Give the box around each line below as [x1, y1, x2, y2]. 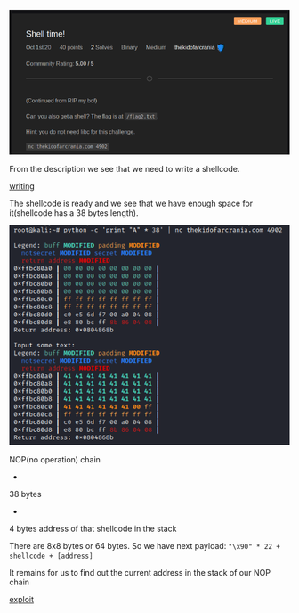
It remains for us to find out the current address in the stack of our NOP [9, 567, 271, 577]
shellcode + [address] [9, 552, 93, 560]
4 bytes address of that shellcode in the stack [9, 523, 177, 534]
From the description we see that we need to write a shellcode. [9, 163, 240, 174]
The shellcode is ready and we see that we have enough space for [9, 198, 254, 208]
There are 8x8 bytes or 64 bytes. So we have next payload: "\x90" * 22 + [9, 540, 280, 551]
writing [9, 180, 36, 192]
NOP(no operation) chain [9, 454, 101, 464]
